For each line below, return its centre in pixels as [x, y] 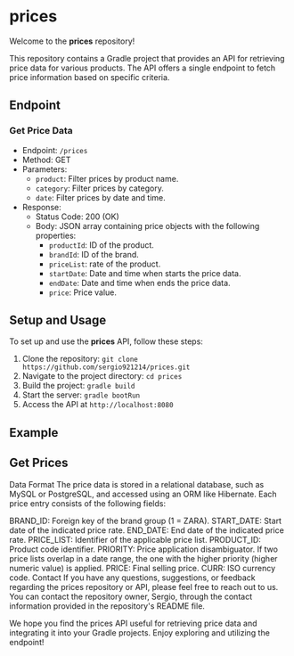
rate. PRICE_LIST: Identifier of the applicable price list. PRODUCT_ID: [135, 539]
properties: [56, 235]
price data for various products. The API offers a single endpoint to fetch [143, 68]
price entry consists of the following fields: [88, 503]
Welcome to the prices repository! [72, 41]
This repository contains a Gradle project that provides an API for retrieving [147, 58]
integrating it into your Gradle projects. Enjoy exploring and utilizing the [139, 632]
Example [34, 433]
